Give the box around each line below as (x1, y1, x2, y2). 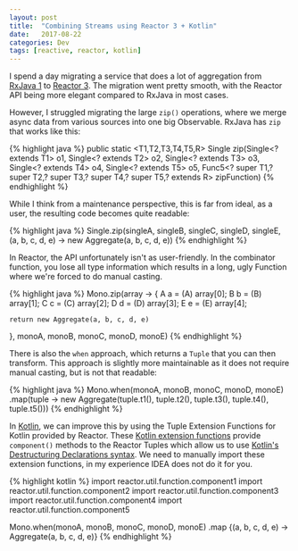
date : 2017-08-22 (9, 29, 82, 38)
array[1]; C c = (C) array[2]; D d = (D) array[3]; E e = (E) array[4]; (9, 298, 247, 309)
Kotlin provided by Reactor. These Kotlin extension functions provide (9, 430, 261, 441)
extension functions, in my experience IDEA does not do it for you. (9, 459, 252, 470)
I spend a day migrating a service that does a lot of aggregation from (9, 71, 262, 81)
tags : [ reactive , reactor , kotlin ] (9, 46, 142, 55)
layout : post (9, 13, 58, 22)
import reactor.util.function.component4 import (9, 495, 183, 505)
